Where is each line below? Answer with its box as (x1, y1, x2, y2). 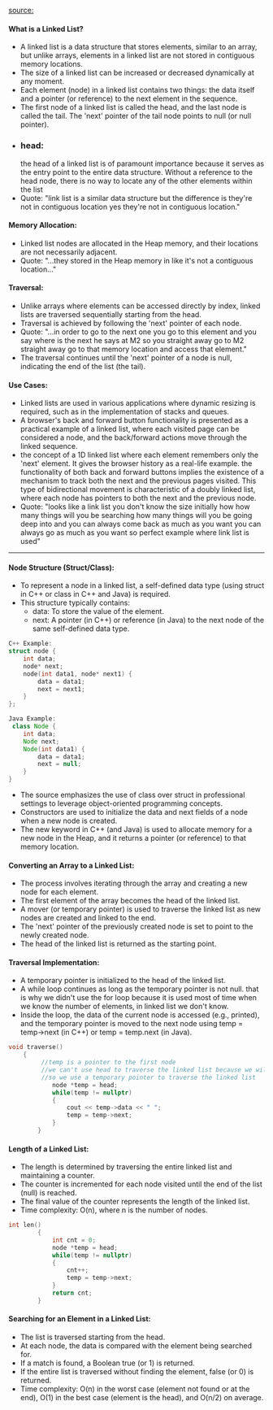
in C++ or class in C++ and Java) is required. (19, 590, 171, 599)
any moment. (19, 76, 65, 86)
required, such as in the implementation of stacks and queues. (19, 407, 230, 416)
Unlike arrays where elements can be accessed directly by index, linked (19, 301, 261, 311)
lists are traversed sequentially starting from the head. (19, 309, 201, 319)
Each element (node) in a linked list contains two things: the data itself (19, 85, 255, 95)
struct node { (8, 647, 57, 655)
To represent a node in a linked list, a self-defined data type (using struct (19, 581, 265, 590)
